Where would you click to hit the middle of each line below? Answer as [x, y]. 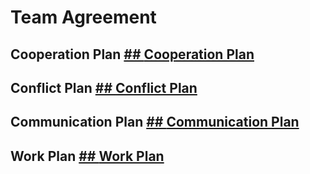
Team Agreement [83, 17]
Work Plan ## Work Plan [87, 156]
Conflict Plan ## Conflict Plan [104, 87]
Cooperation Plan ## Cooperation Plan [132, 54]
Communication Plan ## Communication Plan [155, 122]
